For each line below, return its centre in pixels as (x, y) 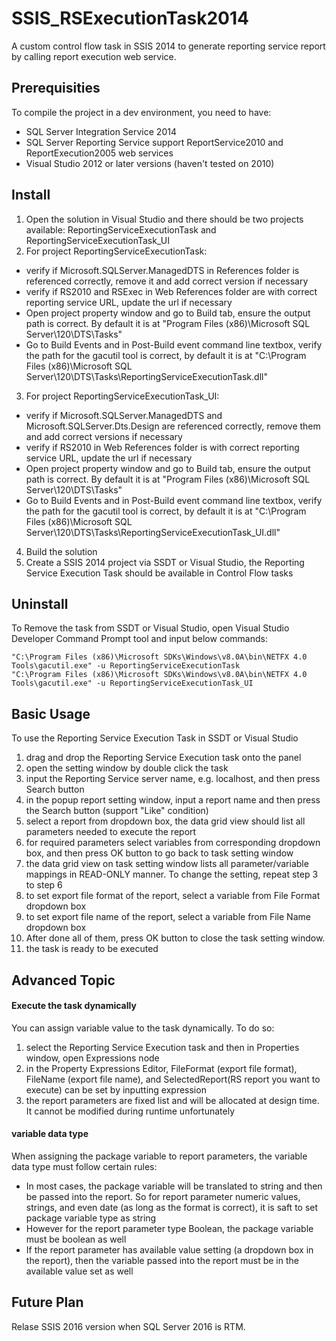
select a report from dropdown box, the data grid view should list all (165, 821)
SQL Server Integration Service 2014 (101, 131)
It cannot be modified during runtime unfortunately (130, 1111)
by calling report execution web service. (94, 56)
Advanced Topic (63, 980)
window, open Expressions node (92, 1058)
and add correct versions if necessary (104, 436)
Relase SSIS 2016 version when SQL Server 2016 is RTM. (128, 1326)
